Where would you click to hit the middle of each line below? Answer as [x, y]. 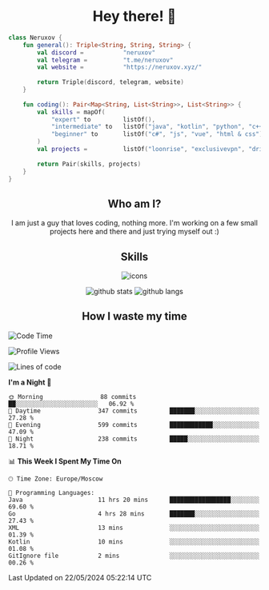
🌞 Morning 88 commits [72, 397]
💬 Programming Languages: [51, 492]
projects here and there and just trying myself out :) [134, 232]
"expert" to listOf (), [103, 119]
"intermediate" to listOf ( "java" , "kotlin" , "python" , [148, 127]
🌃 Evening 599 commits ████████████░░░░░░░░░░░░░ [134, 425]
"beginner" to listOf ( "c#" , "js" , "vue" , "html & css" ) [157, 134]
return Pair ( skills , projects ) [89, 164]
